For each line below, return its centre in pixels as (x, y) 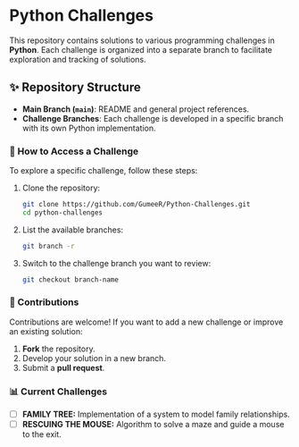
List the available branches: (72, 230)
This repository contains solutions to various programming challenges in (142, 40)
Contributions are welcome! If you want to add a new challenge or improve (146, 322)
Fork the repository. (58, 349)
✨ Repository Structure (75, 87)
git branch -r (48, 246)
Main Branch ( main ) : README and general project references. (136, 109)
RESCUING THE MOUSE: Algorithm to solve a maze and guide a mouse (153, 425)
